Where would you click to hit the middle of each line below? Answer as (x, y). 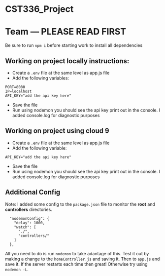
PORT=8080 (15, 87)
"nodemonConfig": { (30, 218)
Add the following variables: (41, 78)
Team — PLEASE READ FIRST (66, 32)
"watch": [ (25, 227)
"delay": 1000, (30, 223)
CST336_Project (39, 9)
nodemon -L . (17, 269)
